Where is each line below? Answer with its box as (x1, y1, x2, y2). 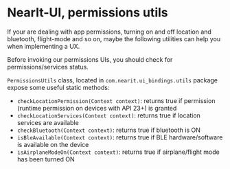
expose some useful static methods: (7, 83, 110, 91)
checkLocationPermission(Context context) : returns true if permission (16, 96, 216, 104)
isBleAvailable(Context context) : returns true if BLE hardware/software (16, 133, 223, 142)
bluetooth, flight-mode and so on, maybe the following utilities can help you (7, 34, 221, 43)
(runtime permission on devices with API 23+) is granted (16, 104, 177, 112)
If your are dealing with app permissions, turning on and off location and (7, 27, 211, 36)
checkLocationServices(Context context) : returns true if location (16, 111, 201, 120)
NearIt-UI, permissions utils (7, 5, 168, 21)
